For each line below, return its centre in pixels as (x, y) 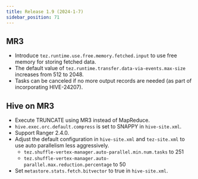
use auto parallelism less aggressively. (62, 146)
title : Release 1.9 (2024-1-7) (45, 12)
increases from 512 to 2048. (49, 74)
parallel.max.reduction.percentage (67, 165)
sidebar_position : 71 (33, 17)
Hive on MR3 (30, 106)
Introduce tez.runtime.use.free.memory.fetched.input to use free (96, 56)
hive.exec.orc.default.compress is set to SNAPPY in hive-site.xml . (98, 127)
